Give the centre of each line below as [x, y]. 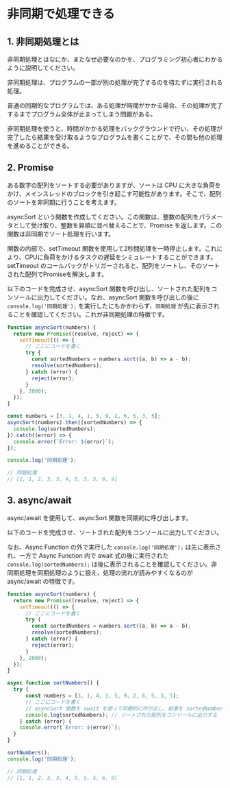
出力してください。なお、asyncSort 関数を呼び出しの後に [118, 297]
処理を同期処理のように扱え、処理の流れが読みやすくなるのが [106, 572]
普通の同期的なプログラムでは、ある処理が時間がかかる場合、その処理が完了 [115, 106]
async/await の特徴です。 [43, 581]
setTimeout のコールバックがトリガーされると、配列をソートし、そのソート [114, 265]
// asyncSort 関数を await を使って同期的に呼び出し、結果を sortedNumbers [126, 709]
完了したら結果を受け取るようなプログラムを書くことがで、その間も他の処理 [115, 137]
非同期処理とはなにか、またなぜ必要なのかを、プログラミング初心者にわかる [115, 59]
